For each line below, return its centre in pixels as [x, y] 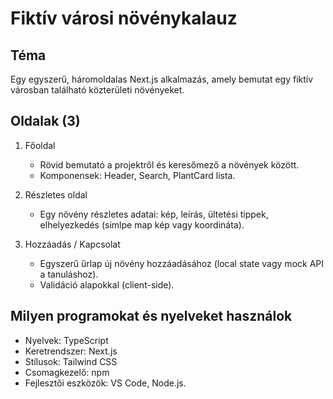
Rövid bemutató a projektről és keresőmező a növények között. [169, 164]
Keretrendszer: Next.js [71, 351]
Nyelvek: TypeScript [66, 340]
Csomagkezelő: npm [67, 372]
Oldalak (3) [45, 121]
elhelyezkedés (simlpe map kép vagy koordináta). [142, 224]
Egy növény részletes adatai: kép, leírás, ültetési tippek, [154, 214]
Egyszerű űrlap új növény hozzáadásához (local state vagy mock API [182, 263]
